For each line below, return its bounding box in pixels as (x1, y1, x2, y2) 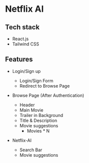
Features (5, 55, 33, 64)
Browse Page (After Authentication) (12, 92, 85, 98)
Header (19, 102, 35, 108)
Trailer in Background (19, 112, 63, 118)
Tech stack (5, 23, 40, 31)
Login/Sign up (12, 68, 41, 74)
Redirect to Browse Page (19, 83, 70, 89)
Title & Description (19, 117, 58, 123)
